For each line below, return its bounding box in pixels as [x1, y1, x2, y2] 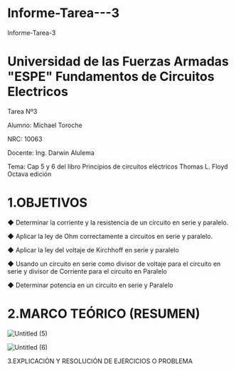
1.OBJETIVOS [7, 195, 87, 211]
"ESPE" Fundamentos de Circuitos [7, 69, 215, 85]
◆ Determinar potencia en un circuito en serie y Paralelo [7, 281, 173, 289]
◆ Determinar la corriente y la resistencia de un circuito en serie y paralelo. [7, 218, 229, 227]
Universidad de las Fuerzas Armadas [7, 53, 229, 70]
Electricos [7, 84, 69, 100]
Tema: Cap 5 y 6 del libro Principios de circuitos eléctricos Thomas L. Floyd [7, 162, 229, 171]
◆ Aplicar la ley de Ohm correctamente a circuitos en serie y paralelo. [7, 232, 213, 240]
